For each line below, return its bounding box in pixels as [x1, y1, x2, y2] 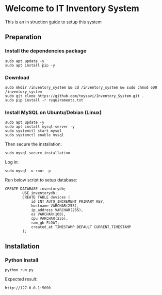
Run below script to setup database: [5, 177, 78, 183]
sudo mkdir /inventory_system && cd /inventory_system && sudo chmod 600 [5, 85, 158, 90]
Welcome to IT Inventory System [5, 3, 140, 14]
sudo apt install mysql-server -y [5, 124, 75, 129]
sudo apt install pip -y [5, 63, 55, 68]
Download [5, 74, 30, 81]
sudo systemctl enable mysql [5, 133, 64, 138]
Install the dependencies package [5, 48, 87, 54]
